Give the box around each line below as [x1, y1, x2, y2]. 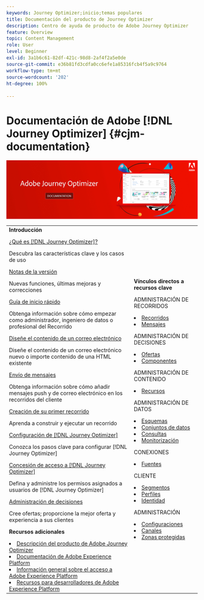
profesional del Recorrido [8, 323, 72, 330]
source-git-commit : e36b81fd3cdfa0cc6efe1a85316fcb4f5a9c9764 [6, 61, 167, 67]
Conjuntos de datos [141, 424, 191, 431]
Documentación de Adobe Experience [16, 552, 112, 560]
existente [8, 359, 32, 367]
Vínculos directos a [134, 278, 184, 285]
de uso [8, 256, 26, 263]
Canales [141, 527, 162, 534]
